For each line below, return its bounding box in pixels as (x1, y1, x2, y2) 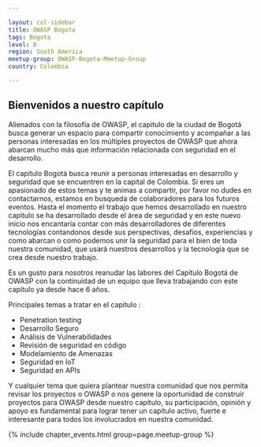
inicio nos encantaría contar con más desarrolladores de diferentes (8, 219, 226, 228)
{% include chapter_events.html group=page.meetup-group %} (8, 430, 214, 439)
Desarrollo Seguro (19, 323, 79, 332)
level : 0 (8, 40, 37, 48)
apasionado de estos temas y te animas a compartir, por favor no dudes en (8, 185, 252, 194)
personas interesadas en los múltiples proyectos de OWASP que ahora (8, 136, 238, 146)
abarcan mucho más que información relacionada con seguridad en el (8, 145, 237, 154)
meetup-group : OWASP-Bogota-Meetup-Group (8, 55, 147, 63)
